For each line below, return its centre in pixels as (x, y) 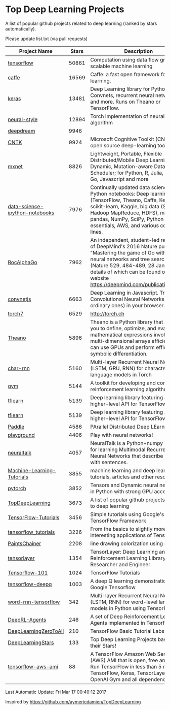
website (100, 278)
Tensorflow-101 (28, 572)
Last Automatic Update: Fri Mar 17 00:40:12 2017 (56, 692)
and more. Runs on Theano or (125, 102)
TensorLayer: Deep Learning (124, 552)
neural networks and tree (120, 259)
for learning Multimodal (118, 449)
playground (21, 435)
